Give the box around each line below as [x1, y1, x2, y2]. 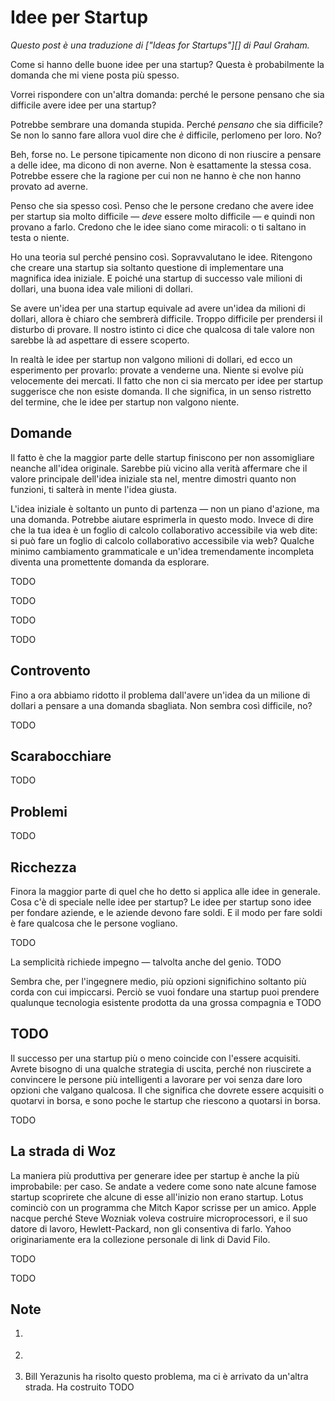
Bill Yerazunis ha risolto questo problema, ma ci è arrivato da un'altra [24, 1371, 309, 1383]
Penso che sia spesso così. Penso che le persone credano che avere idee [10, 199, 314, 211]
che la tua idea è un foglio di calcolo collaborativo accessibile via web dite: [10, 524, 318, 536]
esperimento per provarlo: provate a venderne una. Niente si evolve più [10, 364, 304, 376]
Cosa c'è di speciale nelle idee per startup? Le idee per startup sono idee [10, 896, 312, 908]
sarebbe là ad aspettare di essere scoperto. [10, 334, 190, 346]
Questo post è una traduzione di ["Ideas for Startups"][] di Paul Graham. [10, 39, 310, 51]
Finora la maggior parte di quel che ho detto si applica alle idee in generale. [10, 886, 321, 897]
